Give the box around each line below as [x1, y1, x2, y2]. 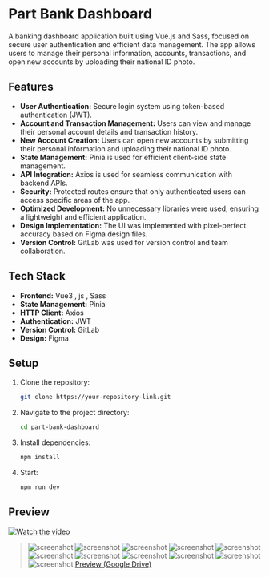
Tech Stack [8, 269, 66, 283]
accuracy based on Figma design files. [19, 229, 148, 239]
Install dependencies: [19, 438, 91, 447]
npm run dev [19, 483, 60, 491]
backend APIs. [19, 178, 68, 188]
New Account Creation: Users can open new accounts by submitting [19, 135, 249, 145]
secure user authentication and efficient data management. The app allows [8, 39, 256, 49]
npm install [19, 454, 60, 462]
